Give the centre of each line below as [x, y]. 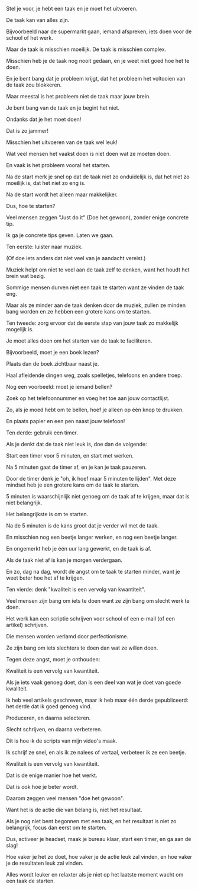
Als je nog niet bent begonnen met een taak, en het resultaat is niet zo [91, 821]
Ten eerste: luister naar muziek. [44, 247]
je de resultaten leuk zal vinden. [45, 863]
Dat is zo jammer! [27, 131]
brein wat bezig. [26, 276]
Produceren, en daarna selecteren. [48, 718]
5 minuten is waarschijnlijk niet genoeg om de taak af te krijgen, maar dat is [98, 496]
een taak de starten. [30, 881]
